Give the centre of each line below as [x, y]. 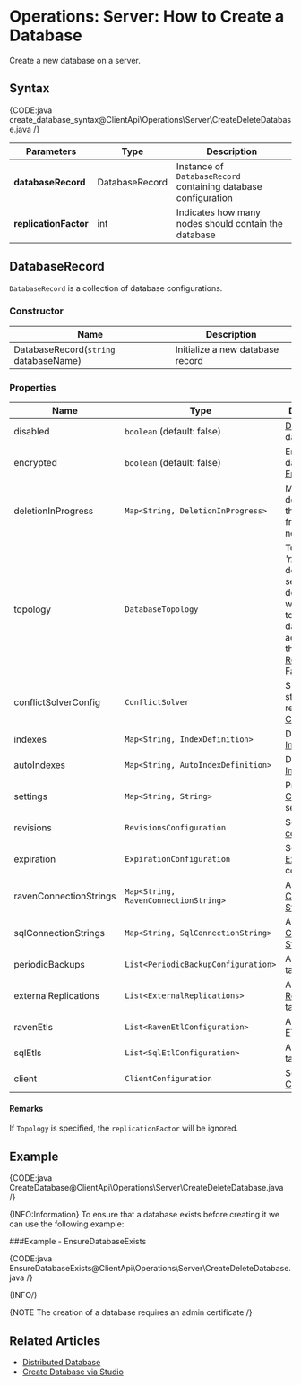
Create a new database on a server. [75, 60]
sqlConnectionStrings [60, 933]
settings [30, 796]
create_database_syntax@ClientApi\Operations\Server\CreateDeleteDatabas [150, 119]
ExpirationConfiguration [178, 859]
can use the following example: [67, 1224]
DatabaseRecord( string [64, 349]
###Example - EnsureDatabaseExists [78, 1242]
